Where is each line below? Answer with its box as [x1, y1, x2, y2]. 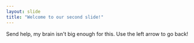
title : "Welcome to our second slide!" [6, 14, 104, 20]
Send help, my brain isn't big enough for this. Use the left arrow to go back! [6, 30, 189, 37]
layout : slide [6, 8, 41, 15]
